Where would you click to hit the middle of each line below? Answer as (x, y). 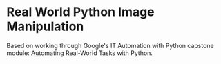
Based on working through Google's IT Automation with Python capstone (110, 45)
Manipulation (45, 26)
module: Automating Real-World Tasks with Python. (80, 53)
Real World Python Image (80, 12)
